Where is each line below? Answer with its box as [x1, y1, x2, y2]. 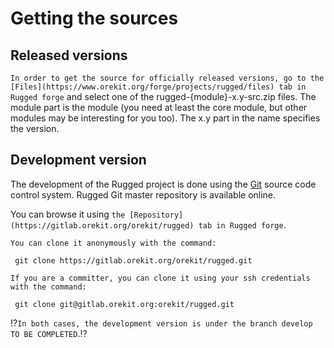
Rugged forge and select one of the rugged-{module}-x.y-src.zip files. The [10, 91, 317, 102]
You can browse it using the [10, 208, 126, 220]
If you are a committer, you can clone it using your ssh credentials [10, 273, 311, 283]
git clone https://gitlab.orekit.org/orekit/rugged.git [14, 255, 253, 266]
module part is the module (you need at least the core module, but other [10, 102, 308, 113]
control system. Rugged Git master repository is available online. [10, 188, 277, 201]
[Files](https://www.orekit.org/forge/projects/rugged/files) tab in [10, 82, 307, 92]
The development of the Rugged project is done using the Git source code [10, 178, 317, 190]
